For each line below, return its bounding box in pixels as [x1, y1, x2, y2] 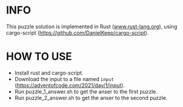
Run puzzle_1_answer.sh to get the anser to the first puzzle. [14, 88, 158, 95]
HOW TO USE [6, 50, 72, 63]
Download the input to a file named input [14, 75, 114, 82]
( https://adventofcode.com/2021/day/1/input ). [14, 82, 125, 89]
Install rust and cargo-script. [14, 69, 84, 76]
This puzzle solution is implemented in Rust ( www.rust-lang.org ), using [6, 23, 178, 30]
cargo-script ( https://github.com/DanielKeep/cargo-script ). [6, 29, 149, 36]
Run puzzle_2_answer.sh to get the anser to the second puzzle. [14, 94, 168, 101]
